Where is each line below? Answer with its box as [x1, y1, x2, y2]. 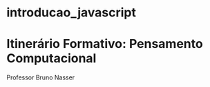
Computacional [6, 51, 97, 66]
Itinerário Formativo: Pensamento [6, 36, 203, 52]
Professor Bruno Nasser [6, 73, 75, 82]
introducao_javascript [6, 5, 136, 21]
